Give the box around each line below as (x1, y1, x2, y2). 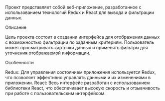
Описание (5, 24, 26, 30)
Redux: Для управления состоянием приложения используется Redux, (5, 69, 156, 75)
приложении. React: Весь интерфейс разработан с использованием (5, 80, 150, 86)
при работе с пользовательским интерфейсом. (5, 91, 106, 96)
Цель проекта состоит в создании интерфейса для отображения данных (5, 34, 160, 40)
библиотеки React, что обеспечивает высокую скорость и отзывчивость (5, 85, 161, 91)
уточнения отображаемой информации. (5, 50, 91, 56)
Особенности (5, 60, 34, 65)
